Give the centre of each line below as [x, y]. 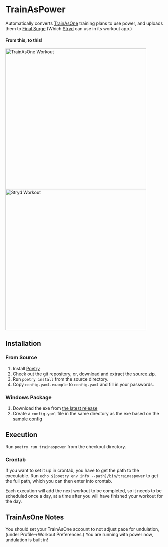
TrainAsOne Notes [35, 517]
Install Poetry [26, 368]
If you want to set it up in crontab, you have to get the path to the [72, 471]
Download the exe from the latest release [55, 408]
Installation [23, 343]
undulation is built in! [27, 540]
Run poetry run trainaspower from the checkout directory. [66, 446]
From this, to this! [24, 40]
